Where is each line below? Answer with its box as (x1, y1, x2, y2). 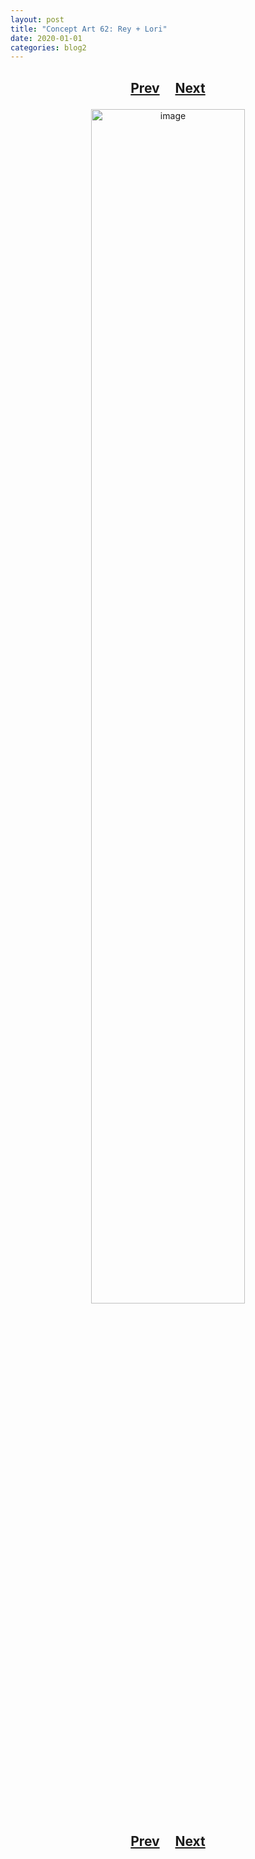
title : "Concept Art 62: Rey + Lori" (10, 24, 168, 34)
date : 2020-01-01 (10, 33, 83, 43)
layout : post (10, 14, 65, 25)
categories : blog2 (10, 42, 87, 53)
